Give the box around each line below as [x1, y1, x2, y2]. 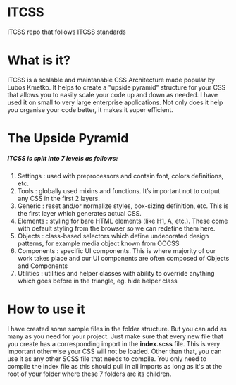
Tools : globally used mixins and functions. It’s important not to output [17, 187, 221, 195]
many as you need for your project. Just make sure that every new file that [7, 332, 224, 341]
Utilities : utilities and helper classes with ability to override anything [17, 269, 215, 278]
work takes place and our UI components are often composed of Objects [17, 255, 230, 263]
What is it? [7, 52, 71, 68]
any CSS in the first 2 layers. [17, 195, 100, 203]
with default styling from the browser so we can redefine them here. [17, 224, 216, 233]
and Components [17, 262, 68, 270]
